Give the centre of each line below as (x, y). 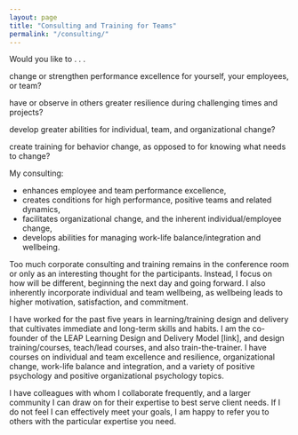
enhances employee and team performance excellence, (124, 191)
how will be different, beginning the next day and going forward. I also (137, 283)
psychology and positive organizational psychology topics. (117, 376)
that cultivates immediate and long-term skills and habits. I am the (130, 328)
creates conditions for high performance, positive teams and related (147, 200)
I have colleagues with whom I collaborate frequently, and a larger (130, 393)
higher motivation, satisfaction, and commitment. (99, 302)
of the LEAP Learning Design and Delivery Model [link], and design (162, 338)
